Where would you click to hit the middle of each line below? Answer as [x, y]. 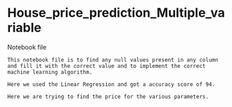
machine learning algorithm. [50, 72]
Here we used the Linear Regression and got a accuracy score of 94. [111, 84]
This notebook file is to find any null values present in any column [113, 60]
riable [25, 28]
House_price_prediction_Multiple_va [116, 13]
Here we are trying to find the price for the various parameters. [108, 97]
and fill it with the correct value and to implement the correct [107, 66]
